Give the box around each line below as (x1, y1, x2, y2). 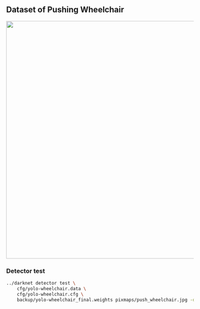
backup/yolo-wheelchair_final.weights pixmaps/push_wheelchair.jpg (17, 297, 187, 302)
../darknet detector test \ (6, 280, 76, 286)
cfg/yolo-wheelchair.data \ (17, 285, 86, 292)
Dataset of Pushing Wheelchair (6, 5, 124, 15)
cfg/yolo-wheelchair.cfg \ (17, 291, 84, 297)
